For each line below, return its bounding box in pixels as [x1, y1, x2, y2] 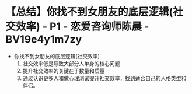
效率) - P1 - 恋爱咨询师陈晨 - [16, 20, 149, 33]
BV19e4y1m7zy [5, 33, 82, 46]
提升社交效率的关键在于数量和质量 [22, 67, 105, 74]
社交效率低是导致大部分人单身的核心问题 [22, 60, 120, 67]
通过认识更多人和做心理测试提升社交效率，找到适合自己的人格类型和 [22, 74, 187, 82]
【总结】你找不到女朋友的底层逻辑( [5, 5, 173, 19]
